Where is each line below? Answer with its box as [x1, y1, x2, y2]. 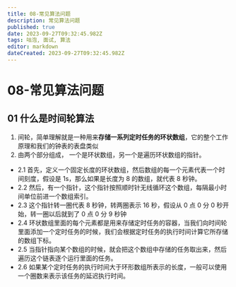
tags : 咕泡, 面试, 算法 [7, 37, 71, 44]
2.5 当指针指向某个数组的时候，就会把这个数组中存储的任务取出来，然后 [17, 245, 228, 253]
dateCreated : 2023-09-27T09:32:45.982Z [7, 50, 125, 57]
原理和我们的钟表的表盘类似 [17, 141, 99, 150]
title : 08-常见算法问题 [7, 10, 71, 18]
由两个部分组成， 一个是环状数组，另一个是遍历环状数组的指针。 [17, 150, 206, 159]
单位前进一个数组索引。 [23, 192, 93, 200]
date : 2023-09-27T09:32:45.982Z [7, 30, 102, 37]
